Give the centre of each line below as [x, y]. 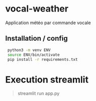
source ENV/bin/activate [33, 55]
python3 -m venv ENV [29, 50]
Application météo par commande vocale [48, 23]
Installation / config [37, 38]
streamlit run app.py [38, 93]
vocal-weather [37, 9]
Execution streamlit [47, 80]
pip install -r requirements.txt [43, 59]
